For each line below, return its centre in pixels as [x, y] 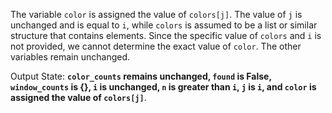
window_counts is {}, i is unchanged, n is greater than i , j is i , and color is [163, 87]
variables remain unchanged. [70, 57]
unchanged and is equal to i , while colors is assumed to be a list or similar [164, 25]
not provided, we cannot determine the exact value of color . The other [156, 46]
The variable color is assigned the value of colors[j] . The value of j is [156, 14]
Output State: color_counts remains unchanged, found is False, [141, 76]
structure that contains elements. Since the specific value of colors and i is [166, 35]
